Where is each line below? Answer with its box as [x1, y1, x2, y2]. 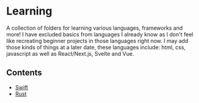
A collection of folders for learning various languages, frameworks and [6, 24, 183, 32]
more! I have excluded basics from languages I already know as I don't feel [6, 30, 194, 38]
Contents [6, 68, 42, 78]
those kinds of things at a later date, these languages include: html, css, [6, 44, 186, 51]
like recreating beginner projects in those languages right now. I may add [6, 37, 189, 44]
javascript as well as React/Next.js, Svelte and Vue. [6, 50, 135, 57]
